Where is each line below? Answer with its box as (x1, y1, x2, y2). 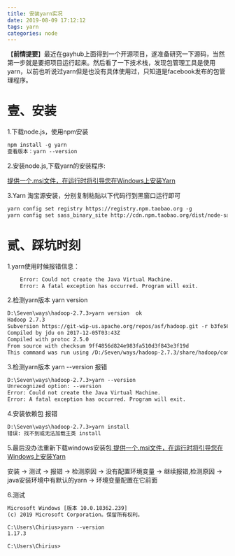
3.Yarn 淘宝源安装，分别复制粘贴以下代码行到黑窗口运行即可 (7, 191, 180, 199)
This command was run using (7, 349, 90, 356)
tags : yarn (7, 23, 39, 30)
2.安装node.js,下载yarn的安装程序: (7, 162, 106, 170)
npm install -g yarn (7, 141, 68, 149)
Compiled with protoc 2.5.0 (7, 336, 90, 343)
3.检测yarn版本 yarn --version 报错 (7, 362, 108, 371)
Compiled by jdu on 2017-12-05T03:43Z (7, 329, 120, 336)
